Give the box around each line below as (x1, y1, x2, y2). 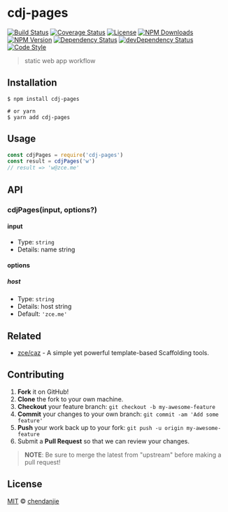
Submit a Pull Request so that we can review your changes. (17, 436, 190, 445)
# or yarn (7, 107, 36, 115)
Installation (7, 77, 57, 89)
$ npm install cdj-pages (7, 95, 80, 102)
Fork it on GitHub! (17, 387, 69, 396)
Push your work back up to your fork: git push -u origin (17, 423, 184, 431)
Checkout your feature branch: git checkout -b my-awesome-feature (17, 402, 215, 410)
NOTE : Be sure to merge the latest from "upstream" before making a (24, 450, 222, 459)
